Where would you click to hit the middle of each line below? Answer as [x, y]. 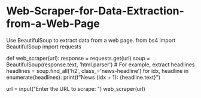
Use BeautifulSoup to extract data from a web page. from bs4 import [91, 40]
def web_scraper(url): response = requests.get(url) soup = [78, 58]
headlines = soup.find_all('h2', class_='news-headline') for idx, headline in [98, 71]
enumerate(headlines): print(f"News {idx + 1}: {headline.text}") [83, 77]
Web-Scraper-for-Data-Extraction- [95, 11]
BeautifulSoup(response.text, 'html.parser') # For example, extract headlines [101, 65]
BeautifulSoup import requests [44, 47]
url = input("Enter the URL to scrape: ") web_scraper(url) [76, 88]
